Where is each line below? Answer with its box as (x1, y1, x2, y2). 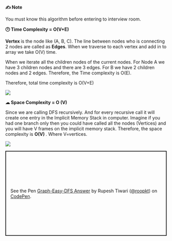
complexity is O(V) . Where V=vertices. (5, 131, 88, 137)
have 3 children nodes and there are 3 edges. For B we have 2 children (5, 65, 155, 70)
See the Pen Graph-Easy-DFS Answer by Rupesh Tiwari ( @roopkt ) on (10, 188, 158, 194)
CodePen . (10, 193, 32, 199)
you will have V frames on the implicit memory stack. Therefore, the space (5, 126, 162, 132)
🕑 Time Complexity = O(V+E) (5, 26, 69, 32)
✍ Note (5, 4, 23, 10)
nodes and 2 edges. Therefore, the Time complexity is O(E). (5, 70, 132, 76)
